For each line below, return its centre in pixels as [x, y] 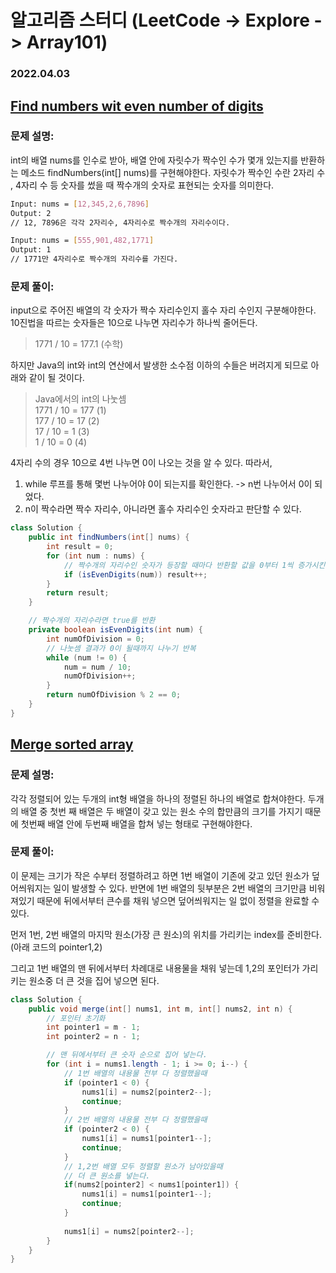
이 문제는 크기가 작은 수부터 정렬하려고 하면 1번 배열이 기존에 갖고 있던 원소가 [160, 875]
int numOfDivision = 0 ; [95, 639]
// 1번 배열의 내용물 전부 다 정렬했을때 [135, 1073]
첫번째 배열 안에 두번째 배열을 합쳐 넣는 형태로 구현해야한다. [136, 823]
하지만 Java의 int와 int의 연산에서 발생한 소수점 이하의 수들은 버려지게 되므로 [159, 365]
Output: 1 [31, 250]
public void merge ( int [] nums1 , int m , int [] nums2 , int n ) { [160, 1009]
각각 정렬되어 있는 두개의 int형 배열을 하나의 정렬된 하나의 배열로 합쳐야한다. [158, 798]
